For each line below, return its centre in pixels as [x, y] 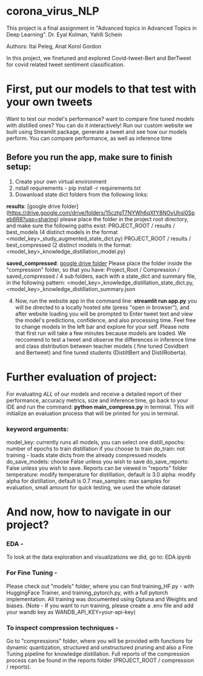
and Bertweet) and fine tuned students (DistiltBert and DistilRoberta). [101, 352]
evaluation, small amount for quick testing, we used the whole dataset [93, 487]
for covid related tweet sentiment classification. [66, 64]
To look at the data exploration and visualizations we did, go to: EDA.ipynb [99, 557]
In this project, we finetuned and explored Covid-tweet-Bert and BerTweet [99, 58]
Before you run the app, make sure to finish [89, 157]
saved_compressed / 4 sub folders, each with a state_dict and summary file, [101, 276]
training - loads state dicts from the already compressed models [86, 455]
